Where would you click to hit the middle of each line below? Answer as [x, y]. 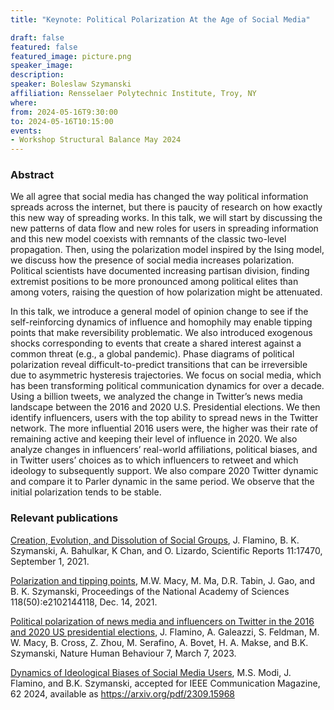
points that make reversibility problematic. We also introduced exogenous [161, 333]
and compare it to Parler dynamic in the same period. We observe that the [162, 482]
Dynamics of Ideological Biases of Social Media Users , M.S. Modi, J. [151, 672]
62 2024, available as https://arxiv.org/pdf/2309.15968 [123, 693]
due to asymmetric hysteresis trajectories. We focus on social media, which [166, 375]
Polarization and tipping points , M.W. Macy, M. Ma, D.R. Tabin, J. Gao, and [162, 580]
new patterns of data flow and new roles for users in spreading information [164, 228]
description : [37, 75]
